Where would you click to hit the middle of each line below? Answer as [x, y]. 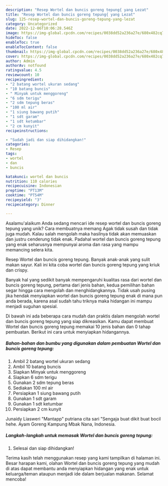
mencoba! [16, 479]
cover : [12, 56]
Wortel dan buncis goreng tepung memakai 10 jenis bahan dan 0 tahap [78, 326]
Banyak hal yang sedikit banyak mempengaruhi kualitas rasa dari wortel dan [84, 279]
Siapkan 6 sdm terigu [35, 377]
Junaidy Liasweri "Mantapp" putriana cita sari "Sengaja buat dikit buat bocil [83, 418]
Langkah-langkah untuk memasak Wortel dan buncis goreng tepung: [79, 435]
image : [12, 33]
